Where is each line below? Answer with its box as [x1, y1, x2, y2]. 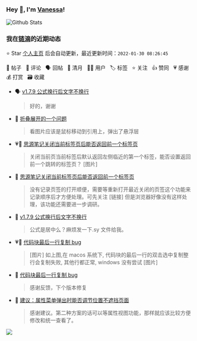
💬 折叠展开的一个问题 [14, 115, 67, 122]
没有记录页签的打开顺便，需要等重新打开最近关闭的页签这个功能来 [29, 186, 191, 193]
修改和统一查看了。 [29, 317, 77, 324]
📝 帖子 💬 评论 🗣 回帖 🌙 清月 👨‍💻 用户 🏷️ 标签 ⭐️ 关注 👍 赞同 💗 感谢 [6, 64, 189, 71]
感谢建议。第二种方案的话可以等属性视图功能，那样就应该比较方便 [29, 309, 191, 316]
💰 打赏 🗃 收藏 [6, 73, 45, 80]
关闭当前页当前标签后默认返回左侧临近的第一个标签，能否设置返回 [29, 153, 191, 160]
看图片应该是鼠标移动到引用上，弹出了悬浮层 [29, 127, 139, 134]
